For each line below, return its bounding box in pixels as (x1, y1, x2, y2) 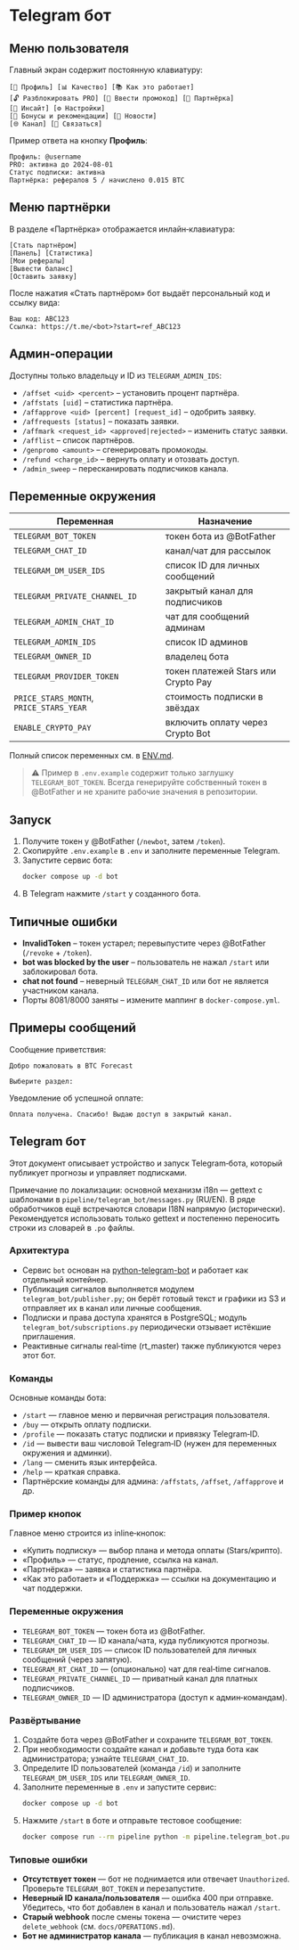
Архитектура (9, 1244, 69, 1257)
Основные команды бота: (9, 1392, 107, 1404)
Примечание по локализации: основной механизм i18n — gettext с (9, 1184, 263, 1195)
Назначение (198, 515, 253, 528)
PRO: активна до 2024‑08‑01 (9, 160, 114, 169)
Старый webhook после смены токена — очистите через (21, 1912, 242, 1922)
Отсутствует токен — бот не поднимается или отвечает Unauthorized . (21, 1873, 290, 1885)
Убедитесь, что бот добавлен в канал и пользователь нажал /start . (21, 1902, 281, 1913)
